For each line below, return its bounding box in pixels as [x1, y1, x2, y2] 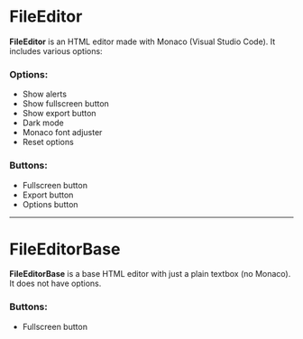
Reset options [22, 137, 74, 148]
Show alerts [22, 88, 68, 100]
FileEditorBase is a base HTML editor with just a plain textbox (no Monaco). [9, 269, 291, 279]
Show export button [22, 108, 96, 119]
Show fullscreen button [22, 98, 110, 109]
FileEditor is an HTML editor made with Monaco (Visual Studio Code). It [9, 36, 276, 47]
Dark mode [22, 117, 65, 128]
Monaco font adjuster [22, 127, 103, 138]
